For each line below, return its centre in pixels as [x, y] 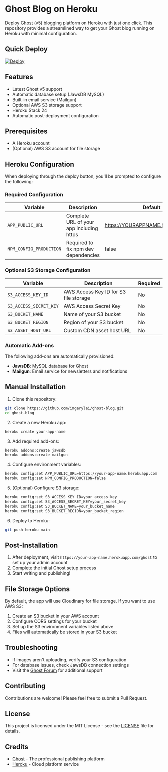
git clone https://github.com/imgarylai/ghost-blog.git [64, 408]
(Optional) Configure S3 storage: [46, 488]
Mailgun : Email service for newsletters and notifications [70, 371]
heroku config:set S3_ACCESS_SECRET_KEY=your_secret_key [66, 502]
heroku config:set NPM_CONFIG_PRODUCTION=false [56, 478]
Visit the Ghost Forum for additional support [57, 670]
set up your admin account [40, 563]
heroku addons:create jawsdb [35, 450]
